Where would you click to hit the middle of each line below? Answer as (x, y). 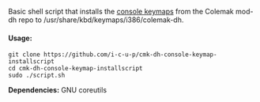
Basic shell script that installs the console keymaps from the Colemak (121, 11)
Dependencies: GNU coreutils (58, 90)
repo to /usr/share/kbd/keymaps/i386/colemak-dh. (101, 20)
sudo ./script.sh (37, 76)
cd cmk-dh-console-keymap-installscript (76, 69)
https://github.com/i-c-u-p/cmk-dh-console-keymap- (130, 55)
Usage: (21, 38)
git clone (24, 55)
